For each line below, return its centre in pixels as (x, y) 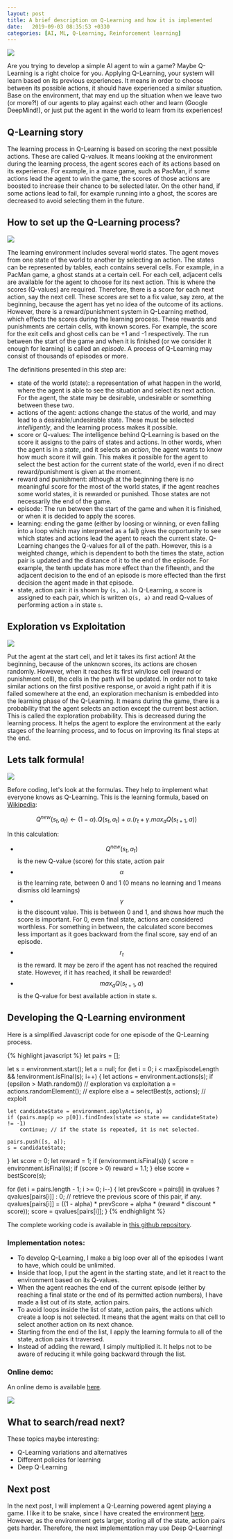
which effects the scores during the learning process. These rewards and (112, 319)
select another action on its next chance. (75, 1325)
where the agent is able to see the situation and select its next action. (116, 390)
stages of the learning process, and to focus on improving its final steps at (113, 730)
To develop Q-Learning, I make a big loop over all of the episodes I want (120, 1258)
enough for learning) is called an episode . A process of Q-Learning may (110, 348)
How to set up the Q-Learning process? (94, 222)
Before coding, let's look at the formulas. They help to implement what (107, 789)
